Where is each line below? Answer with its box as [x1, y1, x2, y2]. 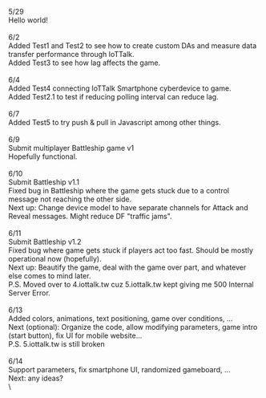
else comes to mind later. [8, 271, 91, 280]
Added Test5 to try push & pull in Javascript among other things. [8, 118, 222, 127]
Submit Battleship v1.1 [8, 177, 80, 187]
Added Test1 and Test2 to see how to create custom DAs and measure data [8, 41, 257, 51]
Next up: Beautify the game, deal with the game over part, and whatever [8, 262, 247, 272]
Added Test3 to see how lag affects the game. [8, 58, 161, 67]
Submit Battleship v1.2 [8, 237, 82, 246]
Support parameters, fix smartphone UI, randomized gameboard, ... [8, 365, 231, 374]
